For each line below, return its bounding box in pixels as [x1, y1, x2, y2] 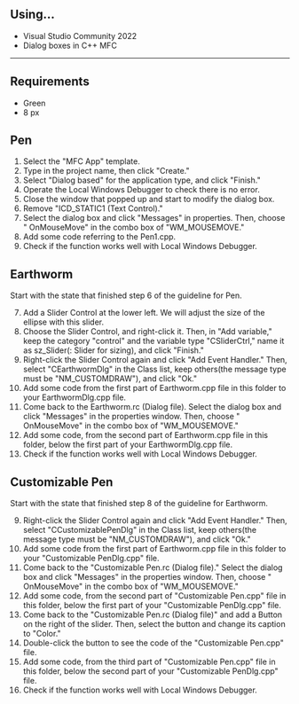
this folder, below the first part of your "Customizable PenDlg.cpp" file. [22, 600, 282, 611]
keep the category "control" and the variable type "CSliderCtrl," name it [22, 336, 285, 347]
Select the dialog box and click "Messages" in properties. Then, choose [22, 213, 286, 223]
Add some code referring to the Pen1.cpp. [22, 231, 177, 242]
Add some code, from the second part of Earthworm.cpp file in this [22, 430, 269, 441]
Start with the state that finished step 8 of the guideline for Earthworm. [10, 498, 269, 509]
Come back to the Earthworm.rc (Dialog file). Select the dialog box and [22, 402, 282, 412]
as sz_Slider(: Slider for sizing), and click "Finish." [22, 345, 205, 356]
